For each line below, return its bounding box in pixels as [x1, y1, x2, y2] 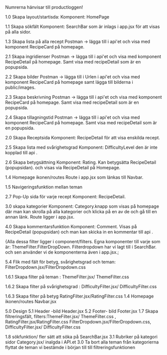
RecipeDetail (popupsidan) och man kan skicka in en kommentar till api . [5, 229, 154, 235]
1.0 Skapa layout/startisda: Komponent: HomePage [5, 14, 110, 19]
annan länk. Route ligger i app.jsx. [5, 214, 75, 220]
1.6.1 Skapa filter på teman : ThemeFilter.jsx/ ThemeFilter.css [5, 274, 130, 280]
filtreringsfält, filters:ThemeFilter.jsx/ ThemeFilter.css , [5, 314, 116, 319]
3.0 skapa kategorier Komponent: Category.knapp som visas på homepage [5, 203, 160, 209]
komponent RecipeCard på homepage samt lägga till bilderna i [5, 79, 133, 85]
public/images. [5, 84, 36, 90]
